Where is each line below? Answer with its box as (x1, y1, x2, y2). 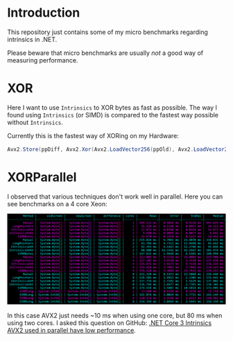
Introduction (7, 5, 80, 21)
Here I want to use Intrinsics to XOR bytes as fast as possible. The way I (7, 103, 217, 112)
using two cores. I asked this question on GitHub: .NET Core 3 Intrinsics (7, 319, 212, 327)
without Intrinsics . (7, 118, 64, 126)
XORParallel (7, 169, 77, 185)
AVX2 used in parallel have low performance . (7, 326, 137, 335)
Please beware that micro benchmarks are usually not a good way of (7, 49, 203, 57)
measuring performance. (7, 56, 78, 64)
